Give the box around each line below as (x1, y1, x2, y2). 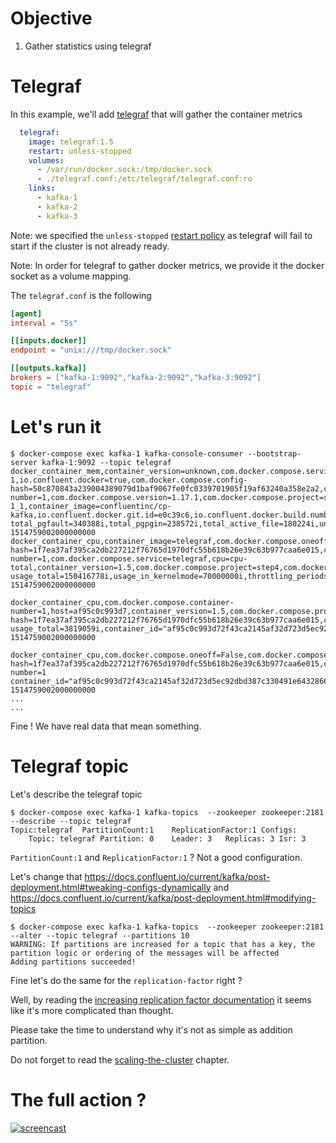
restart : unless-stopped (28, 146, 132, 156)
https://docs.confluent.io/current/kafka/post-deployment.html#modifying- (10, 892, 317, 904)
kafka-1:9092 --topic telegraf (41, 457, 172, 467)
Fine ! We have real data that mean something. (10, 720, 202, 732)
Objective (10, 7, 93, 30)
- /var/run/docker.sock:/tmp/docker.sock (36, 165, 213, 175)
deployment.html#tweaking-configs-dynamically (10, 881, 212, 893)
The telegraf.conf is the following (10, 289, 152, 301)
